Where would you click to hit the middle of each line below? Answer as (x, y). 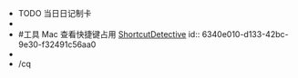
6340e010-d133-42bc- (245, 34)
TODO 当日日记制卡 (55, 13)
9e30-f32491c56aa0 (57, 44)
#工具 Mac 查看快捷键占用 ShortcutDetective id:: (109, 34)
